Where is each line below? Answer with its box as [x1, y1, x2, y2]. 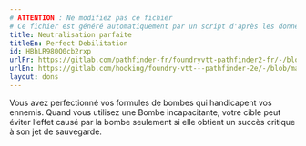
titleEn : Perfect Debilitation [9, 38, 128, 48]
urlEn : [9, 64, 35, 73]
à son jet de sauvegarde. [9, 126, 103, 137]
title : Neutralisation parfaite [9, 30, 132, 39]
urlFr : [9, 55, 35, 64]
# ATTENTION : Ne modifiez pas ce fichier [9, 13, 173, 23]
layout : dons [9, 73, 59, 82]
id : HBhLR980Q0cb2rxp [9, 47, 92, 56]
